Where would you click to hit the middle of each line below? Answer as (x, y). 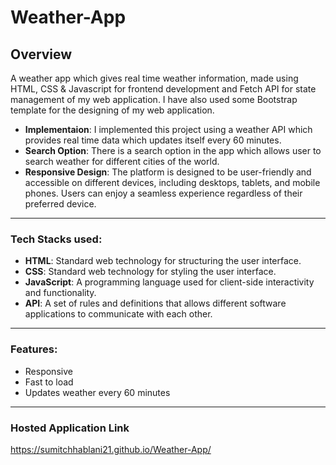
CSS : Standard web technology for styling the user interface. (150, 272)
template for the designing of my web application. (112, 110)
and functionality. (60, 293)
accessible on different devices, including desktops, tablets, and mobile (172, 182)
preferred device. (60, 204)
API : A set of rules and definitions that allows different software (155, 303)
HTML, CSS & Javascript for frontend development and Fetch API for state (163, 89)
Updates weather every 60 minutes (97, 392)
